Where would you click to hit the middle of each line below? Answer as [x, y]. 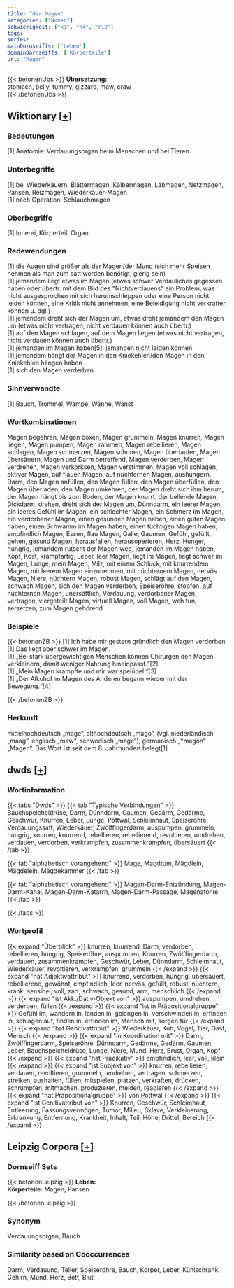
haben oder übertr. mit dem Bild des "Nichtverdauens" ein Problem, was [111, 288]
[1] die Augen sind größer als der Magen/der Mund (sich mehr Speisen [109, 266]
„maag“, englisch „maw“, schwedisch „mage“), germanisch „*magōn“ [107, 741]
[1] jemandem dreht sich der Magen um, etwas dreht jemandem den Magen [116, 318]
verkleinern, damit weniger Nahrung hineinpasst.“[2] [83, 664]
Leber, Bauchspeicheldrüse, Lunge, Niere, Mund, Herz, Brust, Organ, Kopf [114, 1050]
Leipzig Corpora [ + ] [51, 1146]
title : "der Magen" [36, 14]
